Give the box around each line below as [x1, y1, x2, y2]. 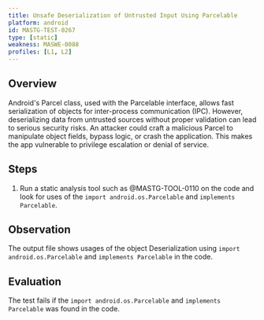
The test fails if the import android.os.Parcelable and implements [8, 296, 221, 305]
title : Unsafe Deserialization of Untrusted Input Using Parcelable [8, 11, 238, 20]
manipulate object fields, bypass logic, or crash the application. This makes [8, 131, 253, 141]
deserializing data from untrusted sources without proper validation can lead [8, 115, 257, 124]
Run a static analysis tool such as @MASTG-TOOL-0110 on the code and [19, 183, 255, 193]
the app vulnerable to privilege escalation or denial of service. [8, 139, 210, 149]
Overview [8, 77, 58, 90]
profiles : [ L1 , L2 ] [8, 48, 73, 56]
